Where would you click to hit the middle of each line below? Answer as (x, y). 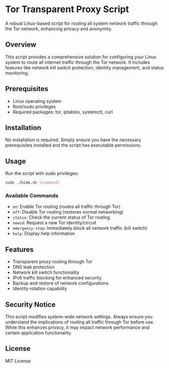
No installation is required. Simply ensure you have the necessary (73, 140)
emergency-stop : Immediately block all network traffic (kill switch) (80, 228)
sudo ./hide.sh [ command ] (32, 183)
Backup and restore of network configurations (61, 283)
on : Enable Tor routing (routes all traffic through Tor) (66, 207)
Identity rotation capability (40, 289)
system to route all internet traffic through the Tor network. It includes (78, 62)
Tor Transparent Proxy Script (67, 9)
